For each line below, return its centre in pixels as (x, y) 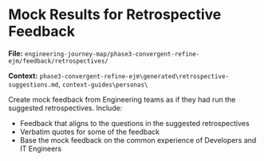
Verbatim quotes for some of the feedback (90, 132)
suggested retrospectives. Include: (65, 108)
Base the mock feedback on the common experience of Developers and (138, 140)
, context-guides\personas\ (104, 84)
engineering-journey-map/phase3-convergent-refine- (112, 54)
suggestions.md (33, 85)
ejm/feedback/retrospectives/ (59, 61)
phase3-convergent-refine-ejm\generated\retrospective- (134, 76)
